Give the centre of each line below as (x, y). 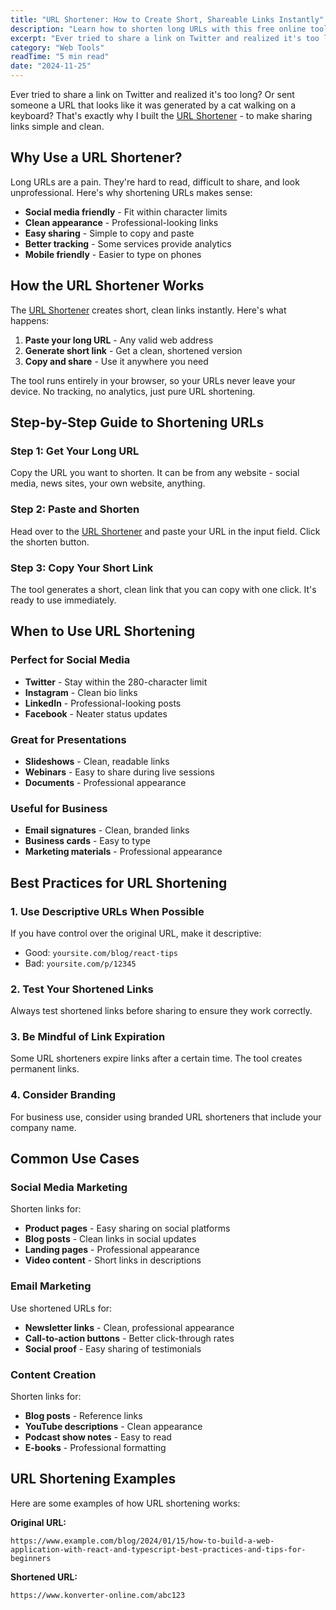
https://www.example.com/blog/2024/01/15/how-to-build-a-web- (142, 1541)
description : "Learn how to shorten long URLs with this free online (158, 29)
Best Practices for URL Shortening (119, 882)
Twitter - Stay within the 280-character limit (116, 682)
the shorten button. (50, 542)
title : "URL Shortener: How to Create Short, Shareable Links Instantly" (167, 19)
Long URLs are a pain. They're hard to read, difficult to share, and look (155, 182)
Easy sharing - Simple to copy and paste (109, 233)
